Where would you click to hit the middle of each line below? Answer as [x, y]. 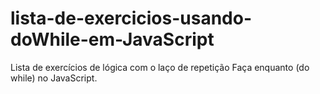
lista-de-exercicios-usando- [131, 18]
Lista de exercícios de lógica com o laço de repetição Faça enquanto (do [160, 67]
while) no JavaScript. [54, 78]
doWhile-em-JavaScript [112, 39]
